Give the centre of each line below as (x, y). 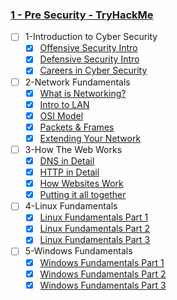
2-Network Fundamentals (77, 82)
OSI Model (61, 115)
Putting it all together (83, 195)
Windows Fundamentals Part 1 (102, 262)
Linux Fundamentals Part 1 (94, 217)
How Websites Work (81, 184)
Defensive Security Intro (89, 59)
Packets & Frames (77, 127)
